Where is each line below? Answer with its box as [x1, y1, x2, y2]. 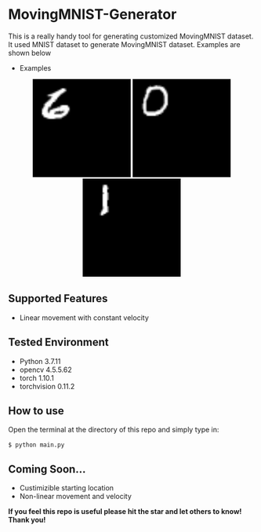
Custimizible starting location [19, 483, 114, 493]
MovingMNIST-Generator [8, 5, 177, 24]
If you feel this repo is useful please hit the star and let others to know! [8, 507, 242, 516]
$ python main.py [8, 441, 65, 449]
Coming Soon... [8, 462, 86, 476]
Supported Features [8, 292, 108, 305]
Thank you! [8, 516, 46, 525]
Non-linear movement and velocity [19, 492, 132, 501]
